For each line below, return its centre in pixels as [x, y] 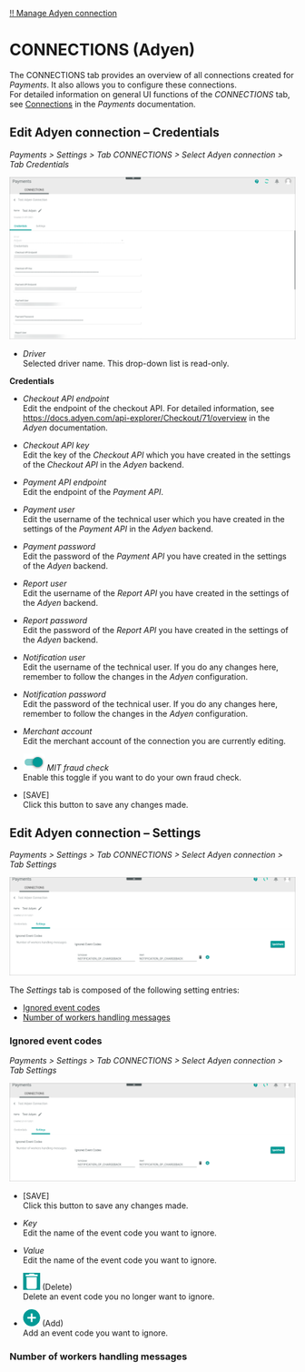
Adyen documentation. [65, 428]
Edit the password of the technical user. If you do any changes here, [150, 703]
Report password [55, 620]
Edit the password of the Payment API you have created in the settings [155, 556]
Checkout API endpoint [66, 398]
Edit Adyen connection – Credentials [114, 132]
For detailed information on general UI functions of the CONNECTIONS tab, [150, 94]
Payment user [49, 509]
